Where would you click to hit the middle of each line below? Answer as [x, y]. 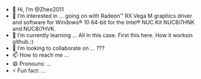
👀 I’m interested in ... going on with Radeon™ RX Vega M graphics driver [102, 16]
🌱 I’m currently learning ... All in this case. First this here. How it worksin [102, 35]
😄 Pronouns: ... [32, 64]
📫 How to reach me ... [40, 55]
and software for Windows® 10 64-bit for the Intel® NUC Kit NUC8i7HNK [103, 22]
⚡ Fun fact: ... [29, 70]
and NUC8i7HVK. [34, 29]
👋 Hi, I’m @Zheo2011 [38, 9]
